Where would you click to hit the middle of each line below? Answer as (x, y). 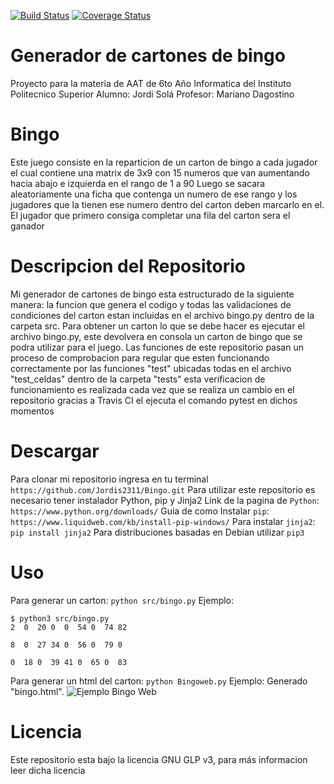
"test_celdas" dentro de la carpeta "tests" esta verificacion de (138, 379)
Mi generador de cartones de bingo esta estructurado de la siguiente (152, 294)
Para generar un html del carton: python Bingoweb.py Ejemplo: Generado (159, 681)
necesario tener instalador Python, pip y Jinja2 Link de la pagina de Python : (165, 500)
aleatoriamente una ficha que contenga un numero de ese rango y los (154, 194)
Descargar (55, 451)
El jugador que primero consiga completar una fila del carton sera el (150, 215)
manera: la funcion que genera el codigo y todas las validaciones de (151, 304)
